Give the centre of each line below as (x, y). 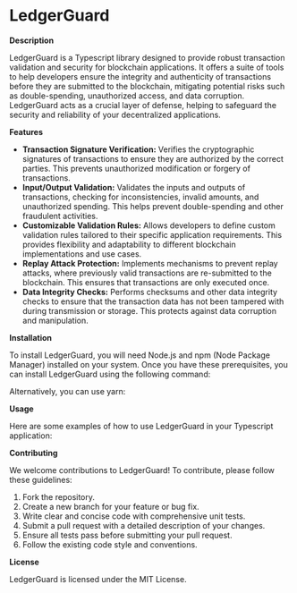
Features (26, 131)
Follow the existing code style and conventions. (110, 544)
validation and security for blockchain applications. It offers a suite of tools (147, 67)
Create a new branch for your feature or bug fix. (110, 506)
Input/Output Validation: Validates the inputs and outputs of (134, 187)
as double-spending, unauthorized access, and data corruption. (127, 96)
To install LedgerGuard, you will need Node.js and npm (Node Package (140, 355)
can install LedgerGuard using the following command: (110, 374)
